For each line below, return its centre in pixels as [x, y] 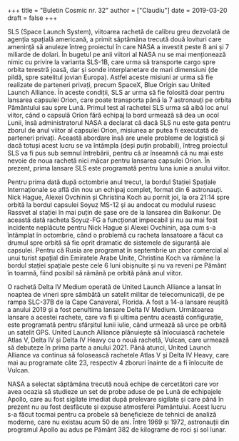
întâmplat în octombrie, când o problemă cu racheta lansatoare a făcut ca [115, 235]
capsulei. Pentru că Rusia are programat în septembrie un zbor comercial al [118, 250]
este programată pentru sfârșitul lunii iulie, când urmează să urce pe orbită [117, 325]
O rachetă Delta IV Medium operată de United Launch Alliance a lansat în [115, 287]
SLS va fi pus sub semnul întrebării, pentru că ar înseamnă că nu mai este [115, 153]
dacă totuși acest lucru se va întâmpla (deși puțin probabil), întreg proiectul [118, 145]
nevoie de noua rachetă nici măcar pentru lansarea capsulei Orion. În [109, 161]
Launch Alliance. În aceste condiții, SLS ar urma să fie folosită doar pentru [116, 92]
